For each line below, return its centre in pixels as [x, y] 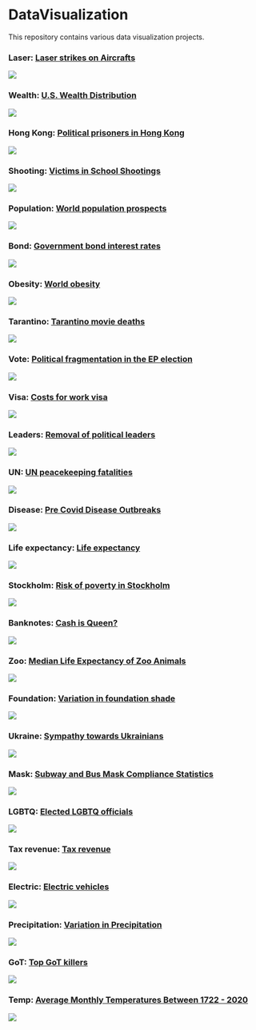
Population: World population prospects [88, 208]
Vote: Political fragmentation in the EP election [101, 360]
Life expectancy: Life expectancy [74, 548]
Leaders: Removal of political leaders [82, 434]
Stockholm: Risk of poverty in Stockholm [89, 585]
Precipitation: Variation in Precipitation [85, 924]
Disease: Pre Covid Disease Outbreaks [85, 510]
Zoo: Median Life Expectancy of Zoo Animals [97, 661]
